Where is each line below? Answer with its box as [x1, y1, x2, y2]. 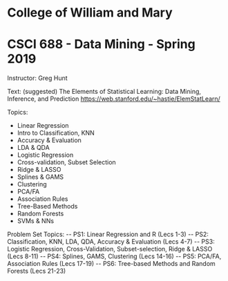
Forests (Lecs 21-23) [7, 267, 66, 275]
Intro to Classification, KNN [17, 129, 95, 137]
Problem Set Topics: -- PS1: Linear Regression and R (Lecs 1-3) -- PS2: [7, 230, 209, 239]
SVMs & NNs [17, 217, 54, 225]
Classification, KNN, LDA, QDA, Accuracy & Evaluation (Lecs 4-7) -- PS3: [7, 238, 216, 246]
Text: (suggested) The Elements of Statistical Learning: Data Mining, [7, 88, 202, 96]
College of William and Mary [7, 5, 173, 21]
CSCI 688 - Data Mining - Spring [7, 37, 196, 52]
